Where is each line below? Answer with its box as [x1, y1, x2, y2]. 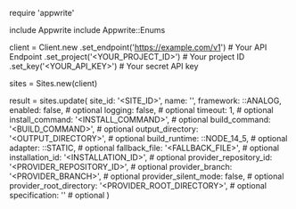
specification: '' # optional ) [9, 190, 110, 200]
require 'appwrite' [9, 8, 75, 18]
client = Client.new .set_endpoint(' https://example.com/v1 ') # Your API [9, 42, 267, 52]
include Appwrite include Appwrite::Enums [9, 25, 166, 35]
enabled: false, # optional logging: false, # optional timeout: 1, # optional [9, 105, 274, 115]
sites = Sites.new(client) [9, 78, 98, 88]
